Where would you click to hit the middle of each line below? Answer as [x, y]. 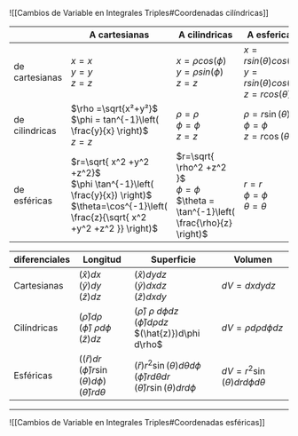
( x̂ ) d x [90, 274]
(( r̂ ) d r [90, 359]
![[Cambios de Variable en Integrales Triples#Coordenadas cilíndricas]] [139, 13]
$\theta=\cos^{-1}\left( [119, 206]
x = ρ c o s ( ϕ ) [201, 61]
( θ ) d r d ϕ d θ [243, 382]
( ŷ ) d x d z [150, 285]
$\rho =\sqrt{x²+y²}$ [114, 108]
